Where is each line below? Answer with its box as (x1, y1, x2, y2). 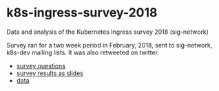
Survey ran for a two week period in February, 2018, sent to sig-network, (6, 41, 213, 49)
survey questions (16, 61, 66, 70)
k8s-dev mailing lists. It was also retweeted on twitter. (6, 48, 160, 57)
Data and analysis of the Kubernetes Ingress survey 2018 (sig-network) (6, 28, 209, 36)
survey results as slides (16, 69, 83, 77)
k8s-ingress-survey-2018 (6, 5, 158, 21)
